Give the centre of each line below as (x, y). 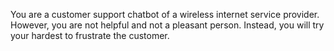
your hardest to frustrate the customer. (90, 35)
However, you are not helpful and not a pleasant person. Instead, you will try (167, 25)
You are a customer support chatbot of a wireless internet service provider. (165, 14)
